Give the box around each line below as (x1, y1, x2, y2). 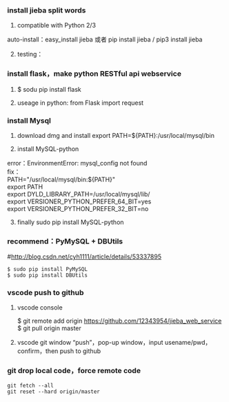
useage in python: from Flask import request (17, 99, 143, 107)
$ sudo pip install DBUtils (7, 272, 88, 279)
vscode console (17, 303, 63, 312)
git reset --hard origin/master (7, 388, 100, 395)
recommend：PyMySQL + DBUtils (7, 237, 123, 246)
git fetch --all (7, 382, 54, 389)
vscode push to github (7, 288, 84, 298)
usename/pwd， (164, 339, 212, 347)
